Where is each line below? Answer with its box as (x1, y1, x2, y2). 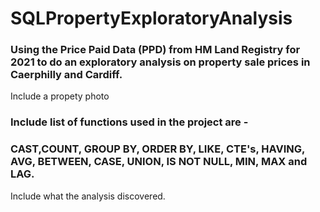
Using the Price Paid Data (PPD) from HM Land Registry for (10, 43, 301, 57)
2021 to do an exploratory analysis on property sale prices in (10, 55, 311, 69)
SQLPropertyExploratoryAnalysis (10, 7, 293, 30)
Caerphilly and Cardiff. (10, 68, 123, 82)
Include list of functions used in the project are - (10, 115, 249, 129)
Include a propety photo (10, 90, 110, 102)
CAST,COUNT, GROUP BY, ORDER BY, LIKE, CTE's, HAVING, (10, 142, 305, 156)
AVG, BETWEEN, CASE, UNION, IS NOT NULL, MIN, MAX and (10, 155, 308, 169)
